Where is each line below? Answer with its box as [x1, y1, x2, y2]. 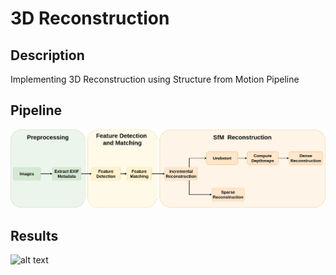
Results [10, 227, 59, 244]
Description [10, 47, 85, 64]
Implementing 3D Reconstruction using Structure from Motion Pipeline [10, 73, 300, 85]
